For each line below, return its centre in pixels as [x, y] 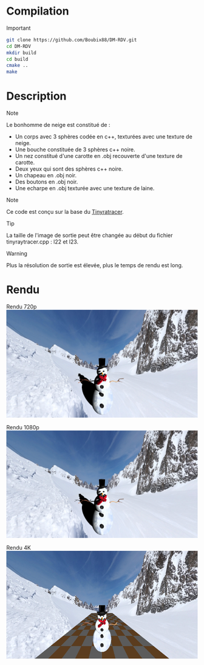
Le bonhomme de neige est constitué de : [58, 125]
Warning [17, 254]
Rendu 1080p [23, 427]
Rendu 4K [19, 548]
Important [19, 28]
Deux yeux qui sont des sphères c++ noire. [69, 169]
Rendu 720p [22, 307]
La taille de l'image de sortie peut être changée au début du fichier [90, 236]
